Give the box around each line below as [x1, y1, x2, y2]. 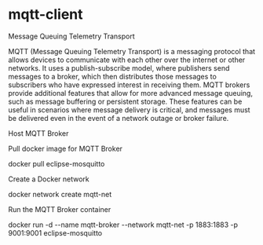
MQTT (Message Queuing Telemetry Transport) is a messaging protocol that [8, 46, 256, 56]
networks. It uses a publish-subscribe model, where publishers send [8, 63, 230, 72]
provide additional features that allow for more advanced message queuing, [8, 88, 254, 97]
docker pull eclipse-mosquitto [8, 159, 105, 168]
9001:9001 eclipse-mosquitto [8, 228, 103, 237]
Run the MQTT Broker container [8, 204, 111, 214]
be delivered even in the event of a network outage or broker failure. [8, 113, 229, 122]
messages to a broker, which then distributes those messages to [8, 71, 217, 81]
